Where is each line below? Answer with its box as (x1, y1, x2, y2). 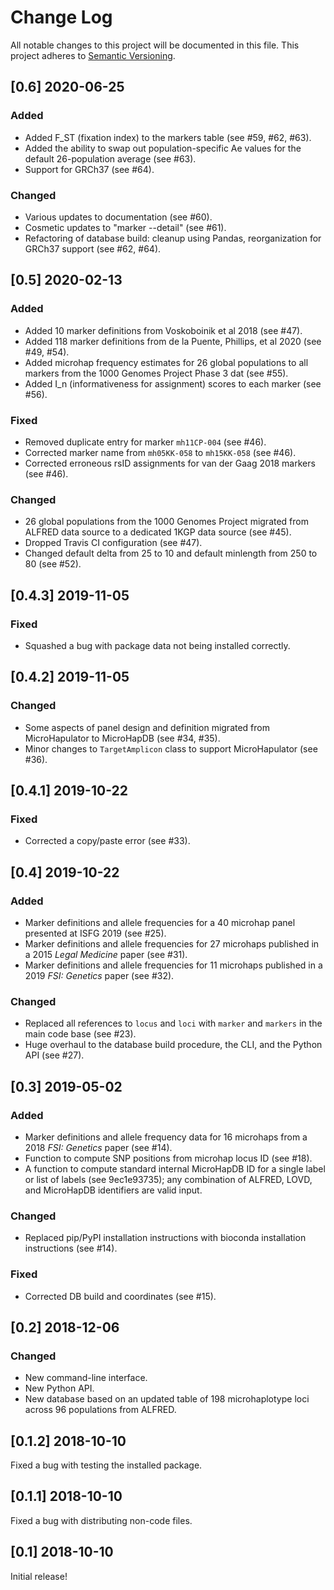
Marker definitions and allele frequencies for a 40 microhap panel (24, 916, 296, 928)
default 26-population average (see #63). (24, 152, 197, 165)
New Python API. (24, 1382, 95, 1395)
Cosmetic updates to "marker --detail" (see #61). (24, 221, 227, 233)
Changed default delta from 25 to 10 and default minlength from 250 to (24, 547, 318, 560)
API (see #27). (24, 1049, 85, 1061)
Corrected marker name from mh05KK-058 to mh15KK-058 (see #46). (24, 446, 297, 458)
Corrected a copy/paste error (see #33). (24, 835, 191, 847)
